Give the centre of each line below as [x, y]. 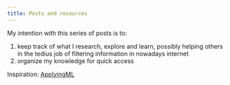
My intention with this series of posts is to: [67, 33]
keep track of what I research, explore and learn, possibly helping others [120, 46]
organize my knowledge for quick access [75, 61]
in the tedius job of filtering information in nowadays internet [103, 53]
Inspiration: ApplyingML [41, 74]
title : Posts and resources [48, 13]
